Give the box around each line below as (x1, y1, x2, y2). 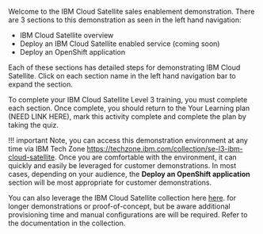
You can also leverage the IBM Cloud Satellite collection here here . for (8, 194, 237, 202)
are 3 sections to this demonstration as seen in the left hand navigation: (8, 15, 242, 25)
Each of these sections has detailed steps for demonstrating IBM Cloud (8, 63, 241, 72)
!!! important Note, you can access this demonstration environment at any (8, 136, 248, 145)
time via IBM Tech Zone (8, 144, 86, 153)
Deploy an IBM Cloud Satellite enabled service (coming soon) (19, 39, 220, 48)
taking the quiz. (8, 121, 59, 129)
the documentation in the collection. (8, 218, 126, 228)
